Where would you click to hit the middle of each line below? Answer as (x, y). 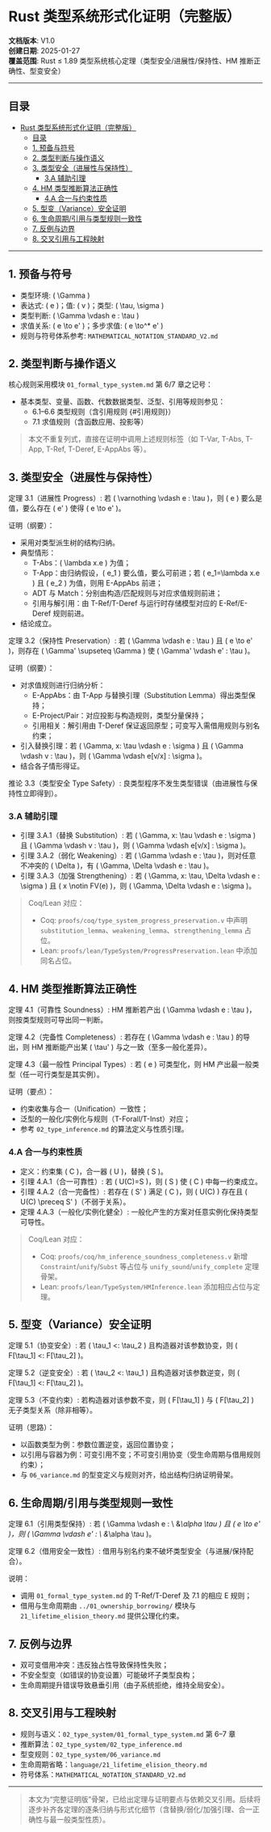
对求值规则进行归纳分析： (63, 685)
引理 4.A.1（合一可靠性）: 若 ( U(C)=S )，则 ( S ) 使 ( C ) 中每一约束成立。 (141, 1181)
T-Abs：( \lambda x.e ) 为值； (81, 563)
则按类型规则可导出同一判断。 (58, 1020)
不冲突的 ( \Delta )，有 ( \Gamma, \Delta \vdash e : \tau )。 (117, 865)
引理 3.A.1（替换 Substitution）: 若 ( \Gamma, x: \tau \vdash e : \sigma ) (138, 836)
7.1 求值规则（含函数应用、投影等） (90, 422)
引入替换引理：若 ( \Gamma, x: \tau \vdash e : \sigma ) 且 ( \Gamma (131, 746)
